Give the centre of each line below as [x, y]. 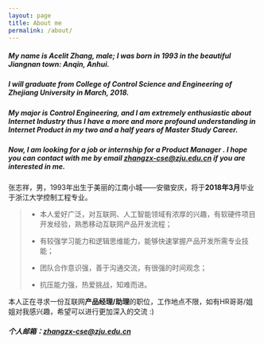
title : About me [35, 23]
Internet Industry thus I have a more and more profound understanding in [132, 121]
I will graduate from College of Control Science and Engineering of [120, 84]
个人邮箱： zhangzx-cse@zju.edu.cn [70, 331]
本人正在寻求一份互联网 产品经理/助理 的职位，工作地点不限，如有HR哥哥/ [127, 302]
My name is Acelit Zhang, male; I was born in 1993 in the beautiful [120, 56]
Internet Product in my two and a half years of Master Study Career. [123, 129]
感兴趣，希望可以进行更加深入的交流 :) [92, 311]
